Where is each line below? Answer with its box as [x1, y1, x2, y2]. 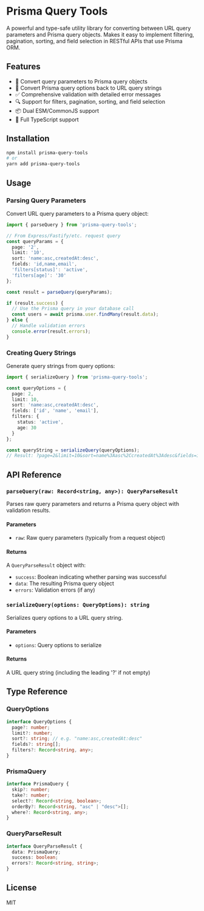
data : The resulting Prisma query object [15, 580, 114, 587]
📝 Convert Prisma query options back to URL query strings [15, 84, 162, 91]
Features [6, 62, 41, 72]
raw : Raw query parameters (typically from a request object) [15, 534, 166, 542]
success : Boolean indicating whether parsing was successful [15, 573, 167, 581]
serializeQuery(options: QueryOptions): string [6, 601, 150, 609]
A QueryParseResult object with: [6, 562, 86, 569]
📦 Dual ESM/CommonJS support [15, 107, 99, 114]
